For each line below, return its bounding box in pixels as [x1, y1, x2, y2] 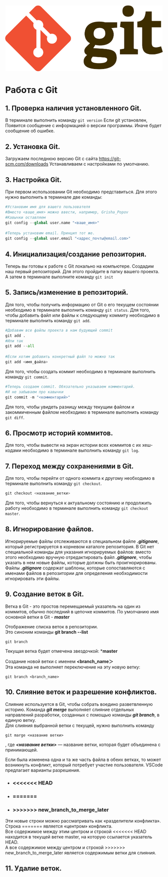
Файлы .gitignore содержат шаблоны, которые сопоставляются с [5, 565, 145, 571]
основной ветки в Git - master [5, 614, 70, 620]
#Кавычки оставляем [5, 215, 46, 220]
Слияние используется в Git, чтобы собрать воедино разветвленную [5, 701, 153, 707]
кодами [5, 447, 21, 453]
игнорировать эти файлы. [5, 575, 60, 581]
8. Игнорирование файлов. [5, 525, 94, 533]
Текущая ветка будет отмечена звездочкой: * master [5, 648, 118, 654]
